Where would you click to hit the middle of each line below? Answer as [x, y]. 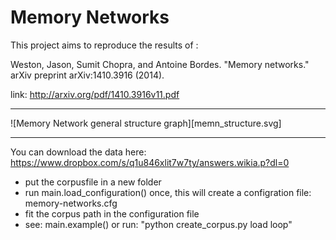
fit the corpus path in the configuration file [112, 213]
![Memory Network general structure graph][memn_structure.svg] [146, 123]
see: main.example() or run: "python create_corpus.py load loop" [158, 224]
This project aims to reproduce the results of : [104, 45]
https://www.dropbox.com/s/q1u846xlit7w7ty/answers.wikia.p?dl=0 [150, 162]
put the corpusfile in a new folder [93, 182]
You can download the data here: [78, 152]
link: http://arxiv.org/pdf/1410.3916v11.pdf [95, 94]
